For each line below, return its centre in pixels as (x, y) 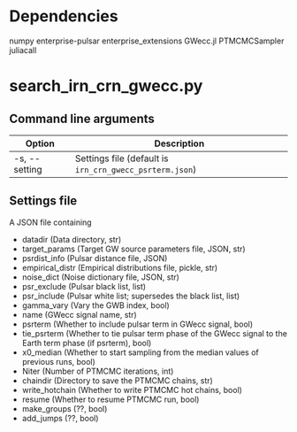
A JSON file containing (50, 222)
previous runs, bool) (58, 361)
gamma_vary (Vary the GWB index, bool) (95, 305)
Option (40, 143)
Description (179, 143)
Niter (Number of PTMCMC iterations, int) (98, 371)
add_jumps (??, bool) (60, 418)
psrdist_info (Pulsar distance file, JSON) (95, 258)
